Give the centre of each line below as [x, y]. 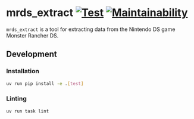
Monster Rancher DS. [32, 35]
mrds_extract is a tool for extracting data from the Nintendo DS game [91, 29]
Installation [23, 71]
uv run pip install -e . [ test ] [45, 83]
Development [32, 54]
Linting [16, 99]
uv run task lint [28, 111]
